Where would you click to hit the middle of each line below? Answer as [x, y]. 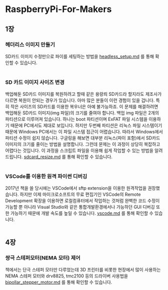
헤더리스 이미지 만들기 [30, 45]
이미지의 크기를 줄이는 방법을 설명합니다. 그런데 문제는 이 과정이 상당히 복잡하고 [83, 144]
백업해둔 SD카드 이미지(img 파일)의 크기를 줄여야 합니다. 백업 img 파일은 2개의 [82, 113]
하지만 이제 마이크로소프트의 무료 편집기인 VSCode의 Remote [80, 195]
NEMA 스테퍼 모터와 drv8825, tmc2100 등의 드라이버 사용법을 [67, 276]
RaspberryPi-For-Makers [58, 9]
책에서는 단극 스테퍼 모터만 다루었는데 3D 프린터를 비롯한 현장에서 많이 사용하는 [83, 270]
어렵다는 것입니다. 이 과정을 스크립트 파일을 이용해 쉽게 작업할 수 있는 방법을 [79, 151]
